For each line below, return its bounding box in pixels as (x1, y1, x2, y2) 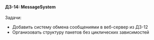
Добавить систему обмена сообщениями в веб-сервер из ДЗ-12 (12, 24, 148, 30)
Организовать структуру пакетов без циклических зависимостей (12, 29, 150, 35)
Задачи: (5, 15, 22, 20)
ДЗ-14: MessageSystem (5, 4, 56, 10)
